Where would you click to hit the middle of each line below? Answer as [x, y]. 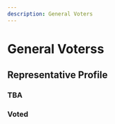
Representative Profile [57, 75]
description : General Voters [50, 14]
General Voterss [56, 49]
